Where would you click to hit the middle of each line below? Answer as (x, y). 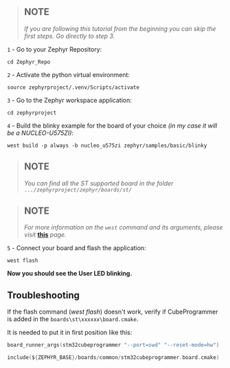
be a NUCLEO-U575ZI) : (41, 133)
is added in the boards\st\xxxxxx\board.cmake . (73, 319)
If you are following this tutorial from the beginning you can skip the (120, 28)
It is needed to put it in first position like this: (70, 333)
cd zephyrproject (32, 113)
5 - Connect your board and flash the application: (77, 248)
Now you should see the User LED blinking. (70, 274)
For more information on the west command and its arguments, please (123, 227)
